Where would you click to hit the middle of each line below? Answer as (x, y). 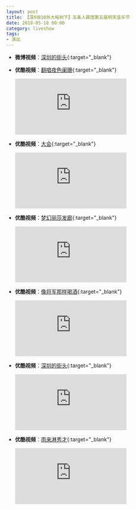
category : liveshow (30, 28)
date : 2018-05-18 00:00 (36, 23)
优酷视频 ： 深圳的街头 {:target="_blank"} (63, 365)
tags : (13, 34)
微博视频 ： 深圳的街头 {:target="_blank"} (63, 57)
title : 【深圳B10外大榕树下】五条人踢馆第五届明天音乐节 (68, 17)
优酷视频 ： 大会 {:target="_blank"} (55, 144)
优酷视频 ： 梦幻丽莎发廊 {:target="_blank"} (66, 218)
